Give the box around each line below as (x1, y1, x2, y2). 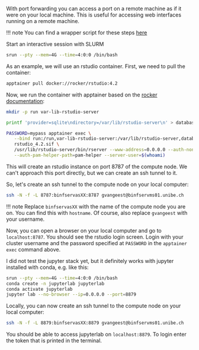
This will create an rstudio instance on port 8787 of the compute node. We (6, 163, 188, 170)
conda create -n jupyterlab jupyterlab (6, 281, 105, 287)
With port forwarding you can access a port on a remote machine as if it (6, 5, 182, 12)
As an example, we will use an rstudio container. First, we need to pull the (6, 62, 185, 70)
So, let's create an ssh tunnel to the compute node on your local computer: (6, 181, 189, 188)
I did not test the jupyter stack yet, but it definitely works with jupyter (6, 257, 174, 264)
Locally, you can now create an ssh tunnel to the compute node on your (6, 302, 181, 310)
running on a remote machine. (6, 18, 80, 24)
